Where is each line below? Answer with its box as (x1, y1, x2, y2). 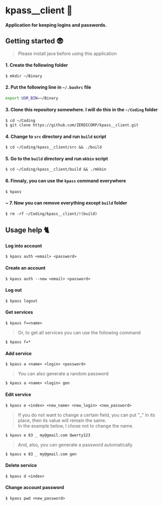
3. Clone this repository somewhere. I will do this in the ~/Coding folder (5, 107, 158, 113)
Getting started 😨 (5, 37, 64, 46)
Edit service (5, 391, 32, 397)
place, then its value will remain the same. (17, 417, 107, 423)
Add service (5, 350, 32, 356)
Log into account (5, 242, 42, 249)
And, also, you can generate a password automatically (17, 441, 133, 448)
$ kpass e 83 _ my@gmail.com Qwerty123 (5, 433, 91, 438)
